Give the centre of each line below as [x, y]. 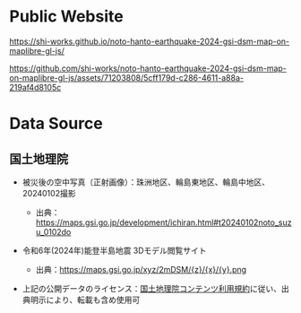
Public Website [66, 17]
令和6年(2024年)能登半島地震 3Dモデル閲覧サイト [115, 250]
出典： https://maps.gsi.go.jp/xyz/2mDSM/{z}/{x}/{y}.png [141, 269]
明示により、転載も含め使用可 [85, 300]
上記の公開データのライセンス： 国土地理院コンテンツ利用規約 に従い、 [152, 288]
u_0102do [53, 231]
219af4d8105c [35, 87]
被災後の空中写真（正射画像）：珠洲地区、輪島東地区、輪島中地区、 [146, 182]
